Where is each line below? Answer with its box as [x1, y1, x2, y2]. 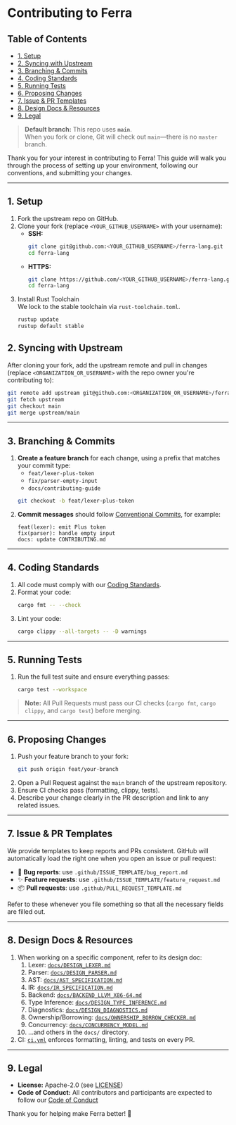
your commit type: [17, 461, 71, 470]
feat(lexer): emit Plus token [17, 524, 107, 531]
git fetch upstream [7, 396, 65, 403]
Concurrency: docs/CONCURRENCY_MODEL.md [27, 1020, 149, 1029]
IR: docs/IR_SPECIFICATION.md [27, 983, 114, 991]
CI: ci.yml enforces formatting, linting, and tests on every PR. [17, 1035, 195, 1043]
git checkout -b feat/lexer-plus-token [17, 498, 135, 505]
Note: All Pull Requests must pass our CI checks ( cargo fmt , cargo [24, 699, 216, 708]
